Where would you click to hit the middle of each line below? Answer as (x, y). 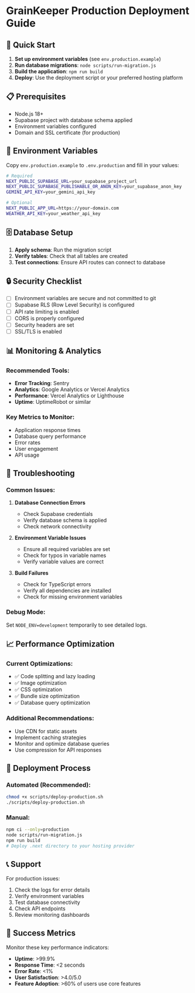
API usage (27, 455)
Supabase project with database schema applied (73, 120)
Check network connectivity (57, 526)
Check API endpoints (40, 908)
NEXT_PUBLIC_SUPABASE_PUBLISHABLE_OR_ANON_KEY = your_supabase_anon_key (94, 187)
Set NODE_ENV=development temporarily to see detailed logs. (77, 625)
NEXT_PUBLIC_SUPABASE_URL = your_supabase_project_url (72, 181)
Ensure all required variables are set (66, 549)
